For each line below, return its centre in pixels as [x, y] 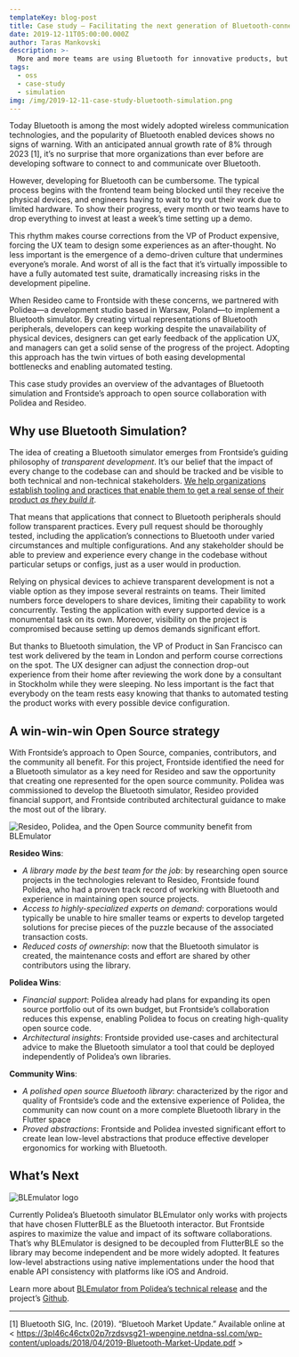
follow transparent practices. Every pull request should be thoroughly [136, 527]
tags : [19, 68]
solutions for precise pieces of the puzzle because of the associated [148, 927]
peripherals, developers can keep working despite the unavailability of [138, 329]
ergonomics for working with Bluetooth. [94, 1148]
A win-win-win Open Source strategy [115, 731]
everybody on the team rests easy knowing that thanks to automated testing [149, 694]
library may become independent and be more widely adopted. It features [145, 1252]
